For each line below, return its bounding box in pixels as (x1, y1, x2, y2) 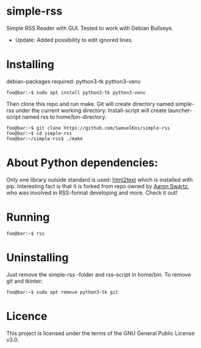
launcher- (167, 107, 192, 114)
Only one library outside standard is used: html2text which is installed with (6, 176, 193, 183)
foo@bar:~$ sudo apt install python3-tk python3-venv (6, 90, 146, 96)
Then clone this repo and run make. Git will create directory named (6, 100, 174, 107)
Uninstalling (6, 250, 69, 265)
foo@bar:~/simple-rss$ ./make (6, 135, 83, 141)
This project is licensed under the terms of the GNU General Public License (6, 329, 195, 336)
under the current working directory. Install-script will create (15, 107, 167, 114)
